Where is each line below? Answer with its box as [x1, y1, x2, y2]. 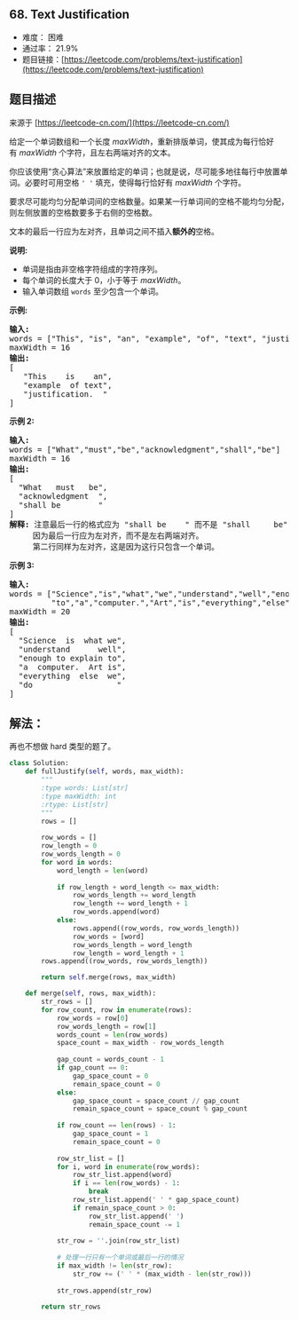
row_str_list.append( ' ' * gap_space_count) [72, 1196, 240, 1205]
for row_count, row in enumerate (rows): [41, 1005, 192, 1015]
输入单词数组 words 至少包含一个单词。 [21, 286, 164, 296]
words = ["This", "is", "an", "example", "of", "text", [9, 333, 257, 344]
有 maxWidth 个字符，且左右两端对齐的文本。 [9, 146, 176, 158]
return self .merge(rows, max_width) [41, 973, 176, 982]
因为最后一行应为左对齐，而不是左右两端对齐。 [32, 530, 204, 541]
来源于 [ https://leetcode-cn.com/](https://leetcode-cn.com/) [9, 117, 230, 128]
